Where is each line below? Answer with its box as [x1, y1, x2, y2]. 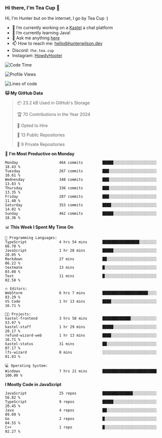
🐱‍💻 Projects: [5, 312, 31, 317]
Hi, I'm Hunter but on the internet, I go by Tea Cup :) [5, 16, 109, 21]
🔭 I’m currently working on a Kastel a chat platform [12, 25, 113, 31]
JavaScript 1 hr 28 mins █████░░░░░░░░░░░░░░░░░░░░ [5, 248, 157, 253]
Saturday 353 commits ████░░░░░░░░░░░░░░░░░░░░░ [5, 203, 157, 208]
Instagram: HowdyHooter [12, 53, 63, 59]
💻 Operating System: [5, 363, 48, 368]
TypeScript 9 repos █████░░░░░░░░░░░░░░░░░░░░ [5, 400, 157, 405]
